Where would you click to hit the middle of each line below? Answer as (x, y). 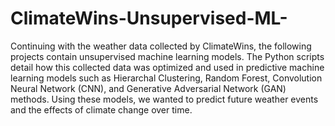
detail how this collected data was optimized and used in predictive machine (167, 67)
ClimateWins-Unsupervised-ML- (149, 18)
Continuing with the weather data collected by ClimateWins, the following (161, 46)
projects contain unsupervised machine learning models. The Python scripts (167, 56)
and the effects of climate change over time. (101, 109)
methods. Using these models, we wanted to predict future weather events (164, 99)
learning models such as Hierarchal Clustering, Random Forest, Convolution (166, 78)
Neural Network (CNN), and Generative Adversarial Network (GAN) (148, 88)
